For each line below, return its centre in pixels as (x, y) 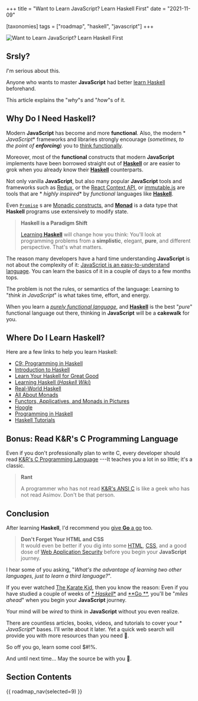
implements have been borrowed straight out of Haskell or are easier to (93, 163)
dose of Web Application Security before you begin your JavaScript (103, 552)
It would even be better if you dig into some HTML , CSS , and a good (104, 546)
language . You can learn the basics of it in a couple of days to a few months (98, 271)
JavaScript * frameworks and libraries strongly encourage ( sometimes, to (95, 139)
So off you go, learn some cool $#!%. (52, 647)
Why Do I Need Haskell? (51, 119)
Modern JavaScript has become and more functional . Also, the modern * (96, 133)
